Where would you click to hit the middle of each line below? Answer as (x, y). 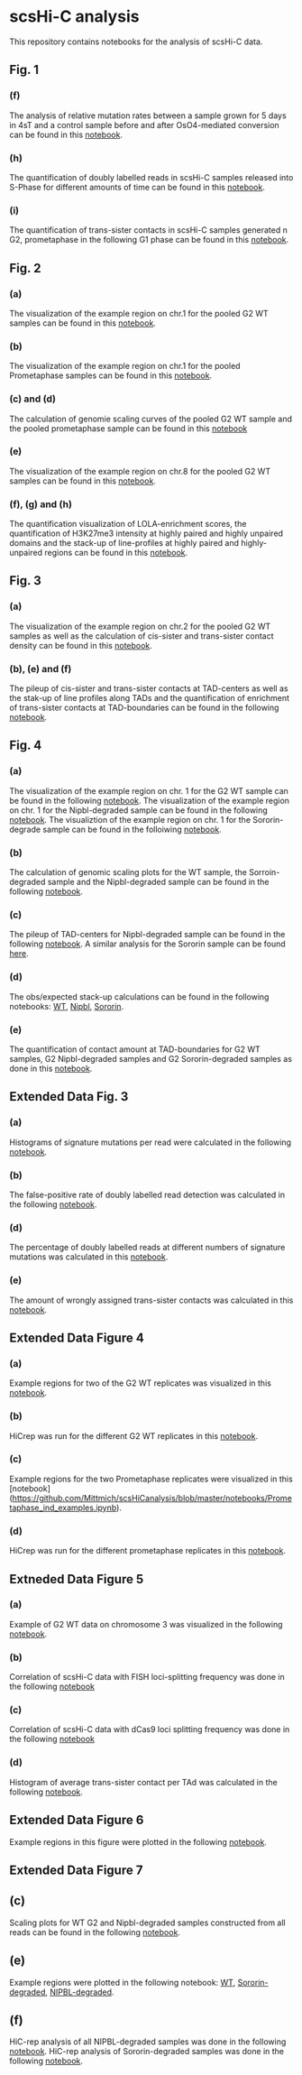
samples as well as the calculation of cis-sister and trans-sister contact (142, 636)
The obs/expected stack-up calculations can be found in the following (139, 996)
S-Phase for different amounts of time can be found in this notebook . (137, 187)
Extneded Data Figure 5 (77, 1579)
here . (19, 954)
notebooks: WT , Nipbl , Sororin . (67, 1006)
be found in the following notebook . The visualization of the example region (150, 800)
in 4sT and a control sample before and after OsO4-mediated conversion (144, 124)
